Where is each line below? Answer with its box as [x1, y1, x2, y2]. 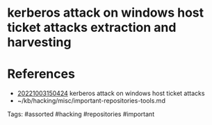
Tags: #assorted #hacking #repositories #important [7, 110, 155, 119]
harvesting [7, 35, 72, 50]
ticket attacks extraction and [7, 19, 177, 35]
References [7, 66, 75, 82]
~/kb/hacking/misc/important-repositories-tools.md [17, 97, 165, 105]
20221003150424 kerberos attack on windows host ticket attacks [17, 89, 205, 98]
